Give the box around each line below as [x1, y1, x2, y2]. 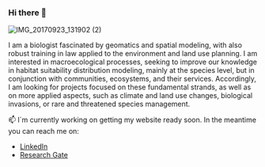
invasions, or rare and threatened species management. [8, 99, 191, 109]
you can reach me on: [8, 127, 79, 136]
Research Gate [19, 150, 69, 160]
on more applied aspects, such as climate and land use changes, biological [8, 91, 253, 101]
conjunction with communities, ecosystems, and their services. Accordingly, [8, 74, 257, 84]
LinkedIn [19, 142, 48, 151]
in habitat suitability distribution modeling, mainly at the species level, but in [8, 66, 255, 75]
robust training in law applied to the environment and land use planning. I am [8, 49, 258, 59]
